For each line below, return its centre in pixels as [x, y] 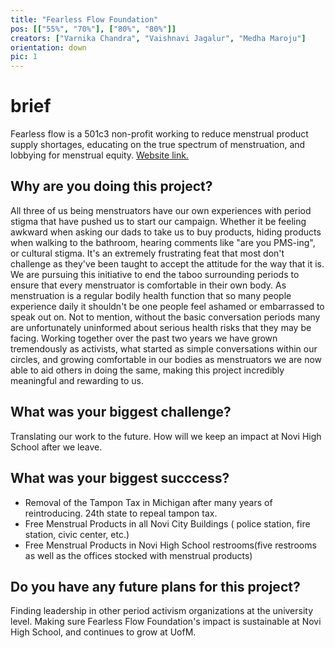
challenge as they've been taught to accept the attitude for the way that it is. [167, 263]
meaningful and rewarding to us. [77, 380]
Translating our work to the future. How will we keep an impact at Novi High [166, 436]
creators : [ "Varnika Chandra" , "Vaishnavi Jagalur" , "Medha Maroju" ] [158, 38]
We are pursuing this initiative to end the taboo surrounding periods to [155, 274]
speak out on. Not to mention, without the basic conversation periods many [165, 317]
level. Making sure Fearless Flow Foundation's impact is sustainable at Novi [166, 622]
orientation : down [48, 47]
